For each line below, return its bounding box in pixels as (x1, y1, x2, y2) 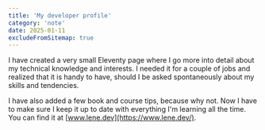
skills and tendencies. (8, 81, 79, 90)
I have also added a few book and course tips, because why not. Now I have (8, 96, 258, 105)
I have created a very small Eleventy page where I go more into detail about (8, 55, 255, 65)
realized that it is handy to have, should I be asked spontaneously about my (8, 72, 255, 82)
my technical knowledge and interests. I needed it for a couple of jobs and (8, 64, 251, 74)
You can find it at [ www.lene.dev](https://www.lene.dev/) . (8, 113, 197, 123)
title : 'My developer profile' (8, 11, 112, 20)
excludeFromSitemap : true (8, 33, 94, 42)
